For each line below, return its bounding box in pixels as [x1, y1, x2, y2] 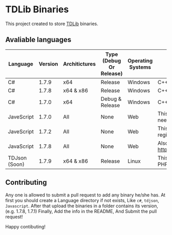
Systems [129, 63, 152, 70]
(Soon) [8, 161, 25, 168]
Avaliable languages [5, 35, 72, 44]
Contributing [5, 178, 47, 187]
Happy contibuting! [5, 223, 46, 229]
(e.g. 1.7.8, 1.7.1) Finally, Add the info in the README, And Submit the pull [5, 208, 157, 214]
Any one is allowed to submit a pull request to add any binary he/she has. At [5, 191, 165, 198]
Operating [127, 57, 153, 64]
